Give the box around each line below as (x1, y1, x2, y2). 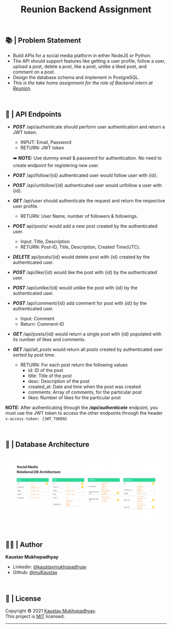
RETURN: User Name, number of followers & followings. (20, 213, 138, 219)
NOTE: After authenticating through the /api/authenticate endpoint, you (5, 404, 158, 411)
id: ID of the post (28, 367, 63, 373)
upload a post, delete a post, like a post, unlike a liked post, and (12, 63, 147, 69)
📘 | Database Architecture (5, 440, 90, 449)
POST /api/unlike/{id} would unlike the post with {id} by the (12, 284, 138, 291)
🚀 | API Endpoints (5, 110, 61, 119)
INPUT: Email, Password (20, 139, 72, 145)
